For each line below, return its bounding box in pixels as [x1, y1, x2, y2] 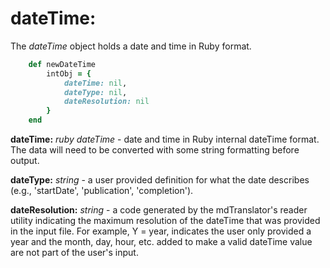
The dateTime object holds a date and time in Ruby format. [10, 40, 252, 52]
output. [10, 155, 40, 167]
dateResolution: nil [63, 97, 150, 107]
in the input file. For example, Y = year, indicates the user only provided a [10, 225, 312, 237]
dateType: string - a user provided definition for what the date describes [10, 174, 310, 186]
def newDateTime [28, 59, 97, 69]
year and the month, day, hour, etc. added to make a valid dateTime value [10, 236, 313, 248]
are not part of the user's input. [10, 247, 139, 259]
